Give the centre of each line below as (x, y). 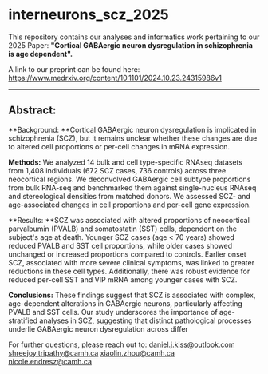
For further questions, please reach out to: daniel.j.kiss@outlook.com (122, 344)
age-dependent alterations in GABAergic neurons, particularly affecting (126, 303)
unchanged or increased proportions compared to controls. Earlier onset (128, 254)
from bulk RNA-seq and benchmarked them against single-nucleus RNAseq (132, 187)
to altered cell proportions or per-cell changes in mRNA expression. (119, 146)
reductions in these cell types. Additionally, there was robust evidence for (129, 271)
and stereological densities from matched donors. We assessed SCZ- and (130, 196)
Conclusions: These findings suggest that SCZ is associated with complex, (132, 295)
